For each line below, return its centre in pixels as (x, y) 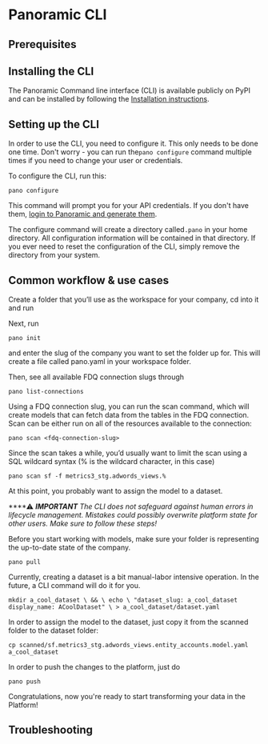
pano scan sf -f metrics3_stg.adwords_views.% (87, 476)
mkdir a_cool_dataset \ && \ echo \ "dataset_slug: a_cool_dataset (123, 600)
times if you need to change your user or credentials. (96, 161)
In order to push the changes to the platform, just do (94, 667)
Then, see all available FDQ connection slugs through (96, 377)
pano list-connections (46, 392)
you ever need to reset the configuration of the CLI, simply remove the (124, 246)
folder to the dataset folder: (53, 630)
